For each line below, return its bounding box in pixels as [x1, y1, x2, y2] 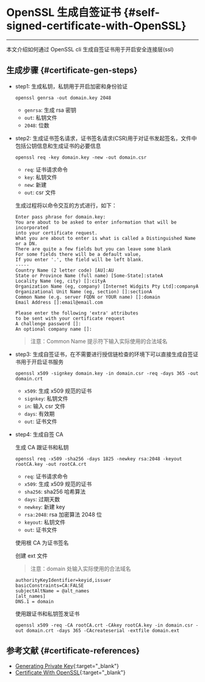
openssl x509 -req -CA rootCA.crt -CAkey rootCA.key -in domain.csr [15, 622, 193, 628]
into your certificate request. [15, 230, 98, 236]
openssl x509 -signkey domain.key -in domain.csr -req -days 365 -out [15, 370, 199, 376]
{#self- [123, 5, 160, 20]
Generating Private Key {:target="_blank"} [15, 662, 120, 669]
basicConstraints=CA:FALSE [15, 582, 84, 589]
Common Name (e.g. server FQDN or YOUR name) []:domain [15, 294, 160, 300]
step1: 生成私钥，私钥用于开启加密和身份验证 [15, 82, 128, 90]
